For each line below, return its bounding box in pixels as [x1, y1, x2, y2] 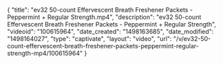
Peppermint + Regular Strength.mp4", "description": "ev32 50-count [7, 13, 202, 21]
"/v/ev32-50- [173, 35, 211, 43]
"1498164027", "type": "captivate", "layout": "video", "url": [7, 35, 172, 43]
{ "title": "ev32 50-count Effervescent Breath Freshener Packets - [7, 6, 193, 14]
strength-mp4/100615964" [7, 49, 83, 57]
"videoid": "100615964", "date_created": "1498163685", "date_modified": [7, 27, 214, 35]
